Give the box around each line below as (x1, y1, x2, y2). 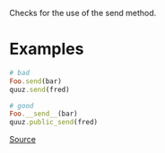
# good (9, 101, 34, 110)
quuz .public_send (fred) (9, 118, 99, 127)
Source (9, 134, 36, 145)
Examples (9, 39, 84, 59)
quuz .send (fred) (9, 85, 70, 94)
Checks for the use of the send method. (9, 8, 157, 18)
